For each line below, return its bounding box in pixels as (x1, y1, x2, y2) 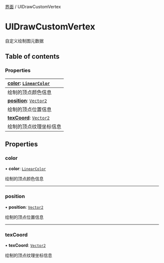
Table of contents (5, 52, 60, 61)
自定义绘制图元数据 (5, 38, 44, 44)
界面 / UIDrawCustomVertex (5, 4, 61, 9)
